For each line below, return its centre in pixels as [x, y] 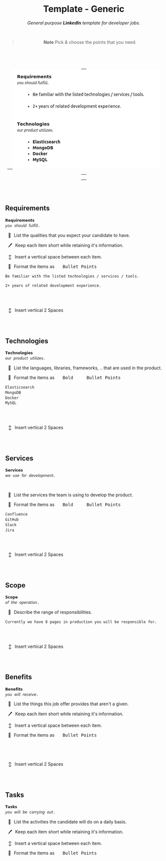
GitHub [12, 520]
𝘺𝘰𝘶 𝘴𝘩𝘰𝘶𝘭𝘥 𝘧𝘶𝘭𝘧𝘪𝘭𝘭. [23, 226]
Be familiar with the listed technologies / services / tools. [72, 276]
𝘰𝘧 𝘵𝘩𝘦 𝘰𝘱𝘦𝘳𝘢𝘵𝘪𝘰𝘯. [22, 603]
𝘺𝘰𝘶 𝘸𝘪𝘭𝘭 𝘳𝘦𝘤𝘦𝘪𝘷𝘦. [22, 694]
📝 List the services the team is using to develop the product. [71, 495]
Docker [12, 398]
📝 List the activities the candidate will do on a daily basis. [68, 822]
